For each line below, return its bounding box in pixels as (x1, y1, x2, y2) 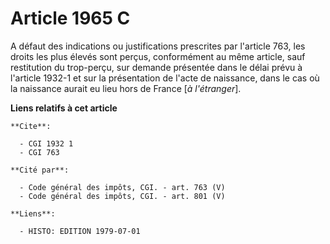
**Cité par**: (10, 165, 70, 175)
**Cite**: (10, 121, 52, 131)
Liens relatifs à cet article (10, 102, 118, 114)
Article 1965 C (10, 7, 131, 30)
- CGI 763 (19, 147, 60, 157)
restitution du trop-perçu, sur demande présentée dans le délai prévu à (10, 61, 303, 73)
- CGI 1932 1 (19, 138, 74, 149)
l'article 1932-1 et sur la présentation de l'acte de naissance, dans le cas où (10, 72, 320, 84)
